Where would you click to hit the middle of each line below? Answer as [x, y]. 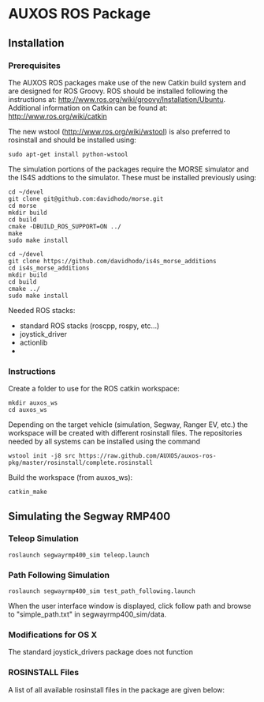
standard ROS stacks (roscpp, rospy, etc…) [89, 326]
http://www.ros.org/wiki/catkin [58, 116]
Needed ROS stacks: [42, 310]
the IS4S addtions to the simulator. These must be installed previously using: [132, 177]
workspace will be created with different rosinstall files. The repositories [125, 433]
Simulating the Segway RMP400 [89, 516]
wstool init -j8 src [42, 456]
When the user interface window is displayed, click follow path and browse [130, 606]
